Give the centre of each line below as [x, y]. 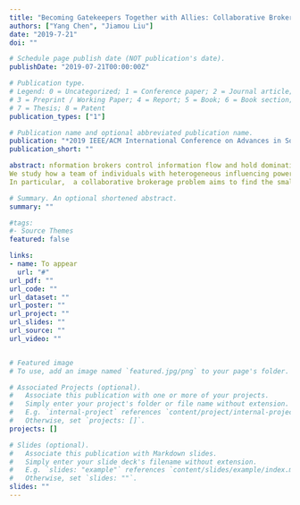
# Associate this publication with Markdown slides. [113, 453]
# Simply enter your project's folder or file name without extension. [150, 404]
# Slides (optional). [50, 445]
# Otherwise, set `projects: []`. [77, 421]
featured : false [39, 240]
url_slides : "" [37, 322]
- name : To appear [43, 264]
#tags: [21, 223]
